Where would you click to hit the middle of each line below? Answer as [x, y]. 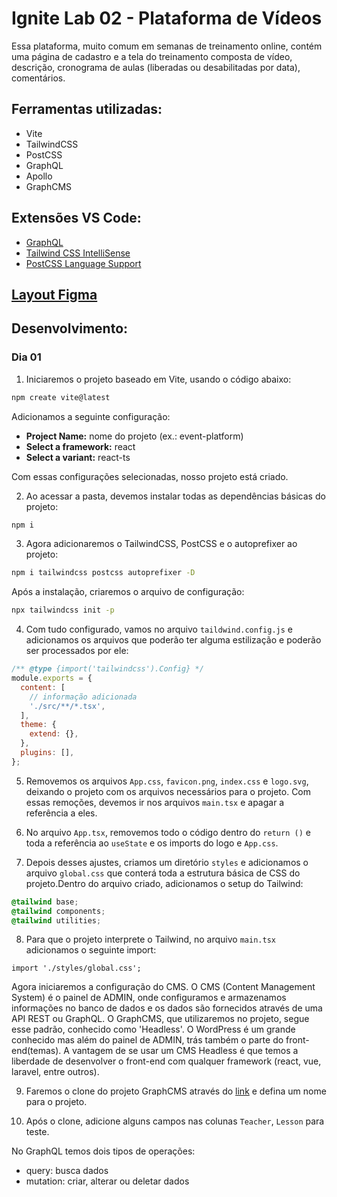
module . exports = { [52, 678]
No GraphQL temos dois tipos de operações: [103, 1151]
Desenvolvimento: [70, 328]
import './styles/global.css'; [76, 968]
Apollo [39, 176]
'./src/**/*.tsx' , [67, 706]
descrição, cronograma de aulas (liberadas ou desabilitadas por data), [156, 67]
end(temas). [36, 1051]
